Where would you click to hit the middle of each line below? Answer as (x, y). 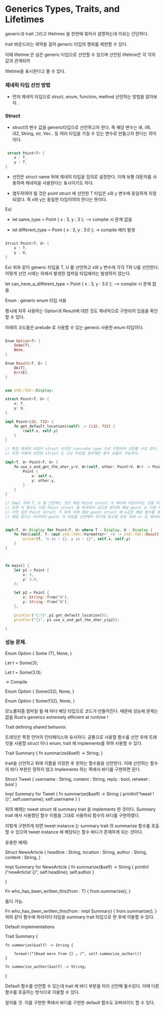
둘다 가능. (14, 901)
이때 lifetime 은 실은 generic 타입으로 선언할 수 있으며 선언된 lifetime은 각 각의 (80, 55)
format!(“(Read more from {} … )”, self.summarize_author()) (78, 954)
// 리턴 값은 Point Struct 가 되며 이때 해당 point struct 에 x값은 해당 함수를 (80, 512)
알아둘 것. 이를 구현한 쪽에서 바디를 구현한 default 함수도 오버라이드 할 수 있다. (80, 1002)
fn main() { (17, 566)
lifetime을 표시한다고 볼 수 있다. (35, 71)
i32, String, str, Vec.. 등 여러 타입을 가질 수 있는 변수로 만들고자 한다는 (80, 133)
